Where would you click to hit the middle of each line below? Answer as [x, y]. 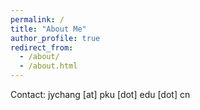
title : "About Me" [48, 29]
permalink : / [37, 19]
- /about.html [48, 66]
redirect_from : [42, 47]
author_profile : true [55, 38]
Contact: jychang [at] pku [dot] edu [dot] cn [100, 94]
